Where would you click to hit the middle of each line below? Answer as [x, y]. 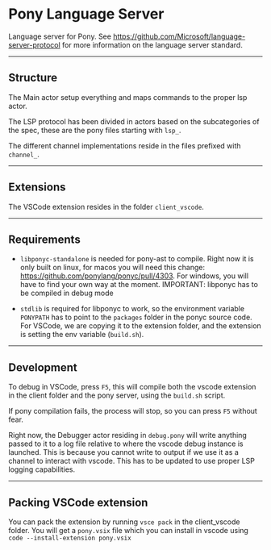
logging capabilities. [42, 469]
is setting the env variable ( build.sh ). [82, 335]
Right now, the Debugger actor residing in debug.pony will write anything [128, 435]
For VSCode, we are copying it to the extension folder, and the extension [141, 326]
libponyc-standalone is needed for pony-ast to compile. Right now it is [137, 259]
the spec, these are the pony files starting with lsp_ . [95, 130]
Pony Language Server [86, 14]
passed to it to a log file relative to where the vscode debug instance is [126, 444]
